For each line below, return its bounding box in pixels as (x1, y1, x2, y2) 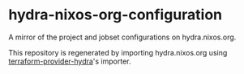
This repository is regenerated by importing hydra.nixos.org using (8, 47, 228, 57)
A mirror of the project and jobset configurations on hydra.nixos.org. (8, 32, 237, 42)
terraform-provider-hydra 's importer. (8, 56, 131, 66)
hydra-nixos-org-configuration (8, 6, 223, 24)
